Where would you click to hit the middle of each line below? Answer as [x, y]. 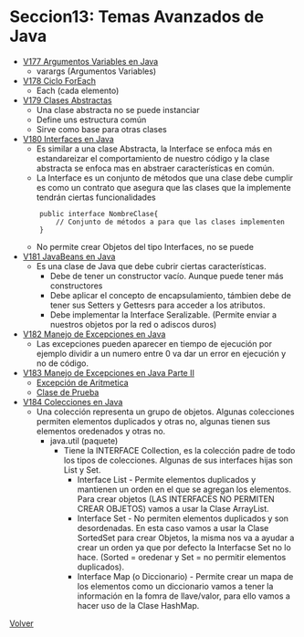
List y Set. [82, 470]
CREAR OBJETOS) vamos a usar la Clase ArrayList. [173, 508]
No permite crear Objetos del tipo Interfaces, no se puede [145, 246]
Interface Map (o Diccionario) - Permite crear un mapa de [185, 576]
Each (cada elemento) [78, 90]
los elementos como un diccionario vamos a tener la [175, 586]
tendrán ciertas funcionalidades [96, 197]
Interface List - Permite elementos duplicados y [167, 479]
